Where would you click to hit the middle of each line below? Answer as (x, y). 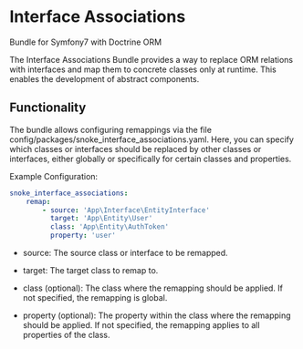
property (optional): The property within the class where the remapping (157, 315)
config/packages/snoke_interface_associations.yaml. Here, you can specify (152, 139)
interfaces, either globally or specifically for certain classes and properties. (151, 159)
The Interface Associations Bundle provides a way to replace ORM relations (151, 59)
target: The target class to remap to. (90, 270)
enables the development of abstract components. (104, 78)
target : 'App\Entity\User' (101, 219)
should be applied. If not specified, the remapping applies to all (141, 325)
